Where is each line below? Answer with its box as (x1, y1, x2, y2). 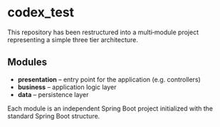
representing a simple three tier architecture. (7, 35, 139, 44)
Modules (7, 56, 48, 68)
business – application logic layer (17, 83, 117, 91)
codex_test (7, 4, 75, 21)
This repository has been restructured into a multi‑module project (7, 28, 199, 36)
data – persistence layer (17, 90, 89, 98)
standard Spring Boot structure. (7, 111, 100, 120)
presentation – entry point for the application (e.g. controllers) (17, 75, 201, 83)
